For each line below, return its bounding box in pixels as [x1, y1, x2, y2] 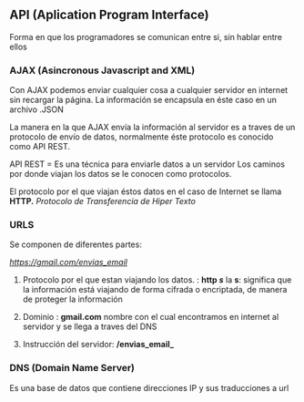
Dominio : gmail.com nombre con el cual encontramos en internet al [22, 312, 279, 323]
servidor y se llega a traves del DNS [22, 321, 157, 332]
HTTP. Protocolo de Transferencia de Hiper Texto [9, 196, 196, 207]
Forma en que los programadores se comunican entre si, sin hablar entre [9, 31, 283, 42]
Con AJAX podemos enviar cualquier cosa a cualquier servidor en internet [9, 85, 289, 96]
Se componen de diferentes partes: [9, 239, 143, 250]
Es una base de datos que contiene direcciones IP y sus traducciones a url [9, 382, 289, 393]
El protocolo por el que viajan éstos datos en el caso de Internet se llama [9, 186, 282, 197]
